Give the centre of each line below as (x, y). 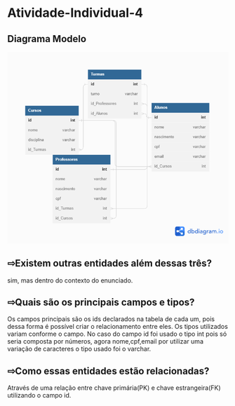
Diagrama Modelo (47, 39)
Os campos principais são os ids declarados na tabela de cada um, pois (111, 319)
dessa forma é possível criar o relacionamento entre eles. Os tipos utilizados (117, 327)
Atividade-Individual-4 (75, 13)
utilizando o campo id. (39, 395)
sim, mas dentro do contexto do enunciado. (70, 280)
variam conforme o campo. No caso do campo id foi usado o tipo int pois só (117, 334)
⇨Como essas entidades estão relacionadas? (108, 371)
